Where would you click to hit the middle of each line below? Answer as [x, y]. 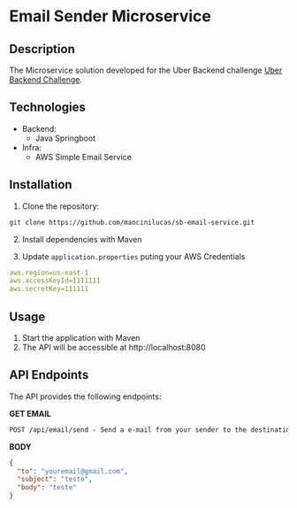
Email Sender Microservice [110, 16]
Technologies [48, 108]
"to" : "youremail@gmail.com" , [72, 471]
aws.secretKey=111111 [49, 289]
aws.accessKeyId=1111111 [55, 281]
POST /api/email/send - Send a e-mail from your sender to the [128, 430]
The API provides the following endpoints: [85, 396]
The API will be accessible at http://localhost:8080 [114, 347]
